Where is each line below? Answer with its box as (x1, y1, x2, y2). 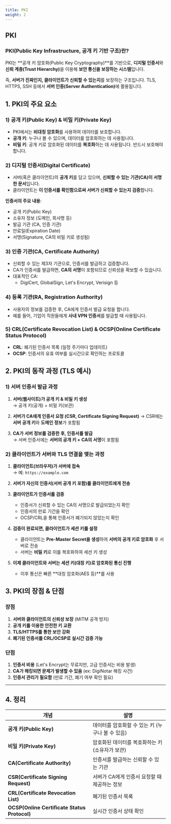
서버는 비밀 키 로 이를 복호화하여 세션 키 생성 (20, 549, 107, 555)
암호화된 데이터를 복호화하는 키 (92, 738, 163, 746)
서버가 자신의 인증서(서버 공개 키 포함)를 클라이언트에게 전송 (12, 480, 131, 487)
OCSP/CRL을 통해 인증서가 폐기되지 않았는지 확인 (20, 515, 120, 521)
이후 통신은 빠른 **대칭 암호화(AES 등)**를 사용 (20, 571, 115, 577)
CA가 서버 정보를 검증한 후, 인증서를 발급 (12, 430, 93, 436)
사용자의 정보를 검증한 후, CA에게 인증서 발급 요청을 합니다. (12, 306, 131, 312)
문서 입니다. (17, 181, 40, 187)
